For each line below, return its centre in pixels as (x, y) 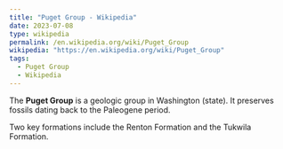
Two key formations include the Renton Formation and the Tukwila (130, 127)
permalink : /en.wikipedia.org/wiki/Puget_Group (99, 42)
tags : (19, 59)
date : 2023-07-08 (41, 26)
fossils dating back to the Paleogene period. (90, 110)
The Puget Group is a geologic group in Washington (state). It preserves (141, 100)
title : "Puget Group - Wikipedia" (73, 17)
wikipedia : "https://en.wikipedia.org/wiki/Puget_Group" (117, 51)
